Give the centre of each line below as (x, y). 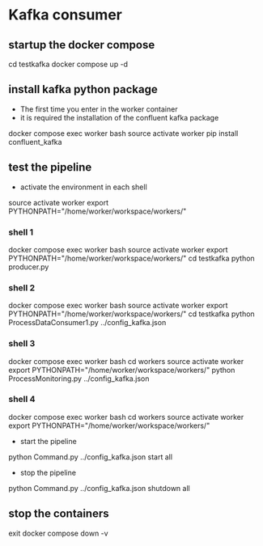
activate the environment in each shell (83, 187)
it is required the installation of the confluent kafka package (119, 117)
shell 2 (22, 287)
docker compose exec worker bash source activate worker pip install (123, 133)
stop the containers (59, 514)
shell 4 (22, 400)
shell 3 (22, 344)
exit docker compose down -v (58, 533)
